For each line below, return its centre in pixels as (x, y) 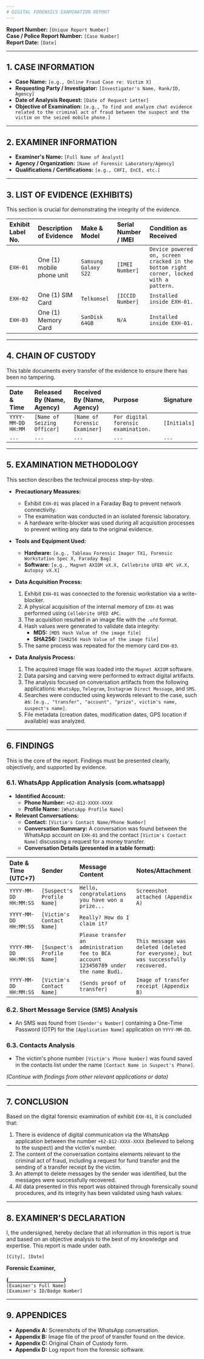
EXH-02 (19, 299)
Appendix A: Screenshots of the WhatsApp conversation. (87, 1330)
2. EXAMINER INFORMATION (62, 142)
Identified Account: (40, 796)
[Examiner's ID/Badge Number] (45, 1291)
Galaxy (90, 268)
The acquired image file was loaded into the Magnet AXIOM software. (108, 669)
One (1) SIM (55, 295)
